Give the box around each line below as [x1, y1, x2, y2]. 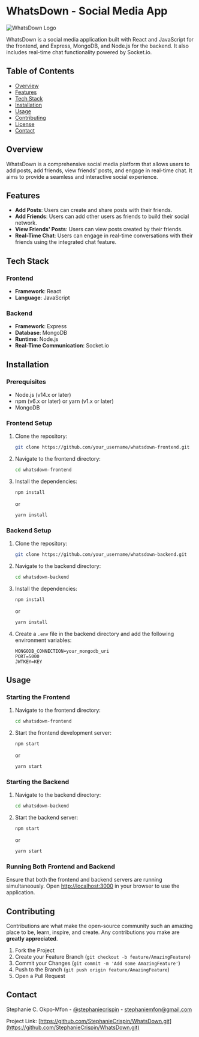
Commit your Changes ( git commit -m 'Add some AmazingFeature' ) [14, 959, 181, 967]
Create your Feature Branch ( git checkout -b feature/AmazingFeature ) [14, 953, 191, 960]
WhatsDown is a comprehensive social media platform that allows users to [6, 160, 190, 167]
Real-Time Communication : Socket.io [14, 342, 109, 349]
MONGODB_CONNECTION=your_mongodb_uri [14, 648, 110, 654]
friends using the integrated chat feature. [14, 238, 117, 246]
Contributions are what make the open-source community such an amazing [6, 922, 193, 929]
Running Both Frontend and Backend [6, 862, 115, 871]
